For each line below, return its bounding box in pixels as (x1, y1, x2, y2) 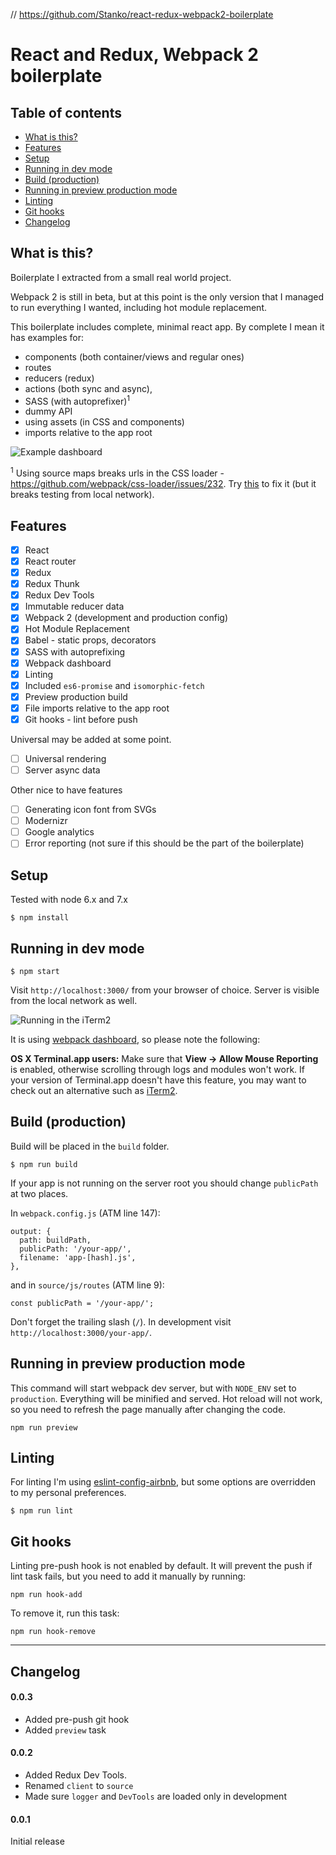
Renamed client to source (24, 1779, 134, 1791)
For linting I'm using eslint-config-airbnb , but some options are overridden (10, 1476, 317, 1488)
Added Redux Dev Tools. (24, 1769, 128, 1781)
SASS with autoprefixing (24, 645, 126, 658)
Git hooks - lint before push (24, 713, 138, 725)
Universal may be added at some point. (10, 733, 172, 745)
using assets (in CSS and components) (24, 416, 185, 428)
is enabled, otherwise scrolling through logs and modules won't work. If (10, 1063, 305, 1075)
